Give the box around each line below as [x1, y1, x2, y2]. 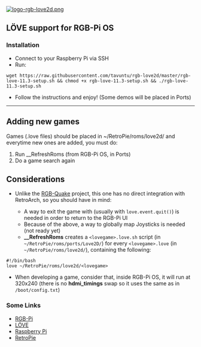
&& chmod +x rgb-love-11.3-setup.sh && [57, 78, 157, 84]
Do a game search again [14, 156, 75, 164]
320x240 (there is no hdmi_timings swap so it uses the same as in [14, 280, 180, 287]
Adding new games [6, 117, 80, 127]
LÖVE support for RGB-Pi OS [6, 23, 114, 33]
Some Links [6, 301, 41, 310]
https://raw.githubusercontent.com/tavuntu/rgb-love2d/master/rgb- [19, 73, 191, 79]
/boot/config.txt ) [14, 286, 60, 294]
